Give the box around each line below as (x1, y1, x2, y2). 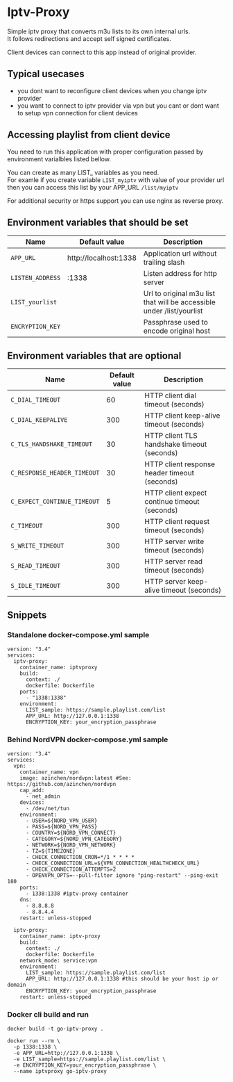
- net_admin (25, 793, 60, 800)
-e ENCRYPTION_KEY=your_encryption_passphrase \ (13, 1062, 157, 1069)
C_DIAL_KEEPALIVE (10, 416, 68, 424)
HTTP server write (144, 536, 205, 546)
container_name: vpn (19, 769, 79, 776)
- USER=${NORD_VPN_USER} (25, 817, 98, 824)
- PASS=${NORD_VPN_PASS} (25, 823, 98, 830)
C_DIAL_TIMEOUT (10, 396, 61, 404)
